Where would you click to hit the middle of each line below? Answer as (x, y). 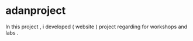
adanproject (36, 11)
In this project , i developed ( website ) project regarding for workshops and (96, 27)
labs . (12, 32)
